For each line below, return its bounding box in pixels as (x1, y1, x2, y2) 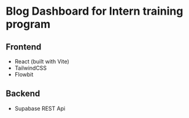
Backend (6, 89, 40, 99)
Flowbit (14, 71, 34, 78)
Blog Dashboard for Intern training (6, 4, 183, 18)
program (6, 17, 51, 31)
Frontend (6, 42, 42, 52)
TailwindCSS (14, 64, 47, 72)
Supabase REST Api (14, 105, 66, 112)
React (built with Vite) (14, 58, 69, 65)
